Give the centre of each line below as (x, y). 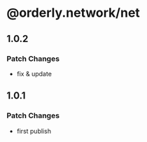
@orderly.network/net (73, 13)
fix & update (34, 73)
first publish (34, 131)
